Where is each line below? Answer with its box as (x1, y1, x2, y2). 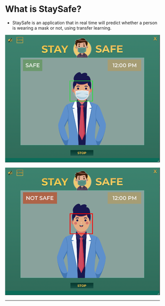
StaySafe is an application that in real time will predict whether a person (12, 20, 158, 26)
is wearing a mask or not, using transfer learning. (12, 25, 112, 31)
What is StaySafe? (5, 3, 82, 15)
